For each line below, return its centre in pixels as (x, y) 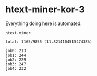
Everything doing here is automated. (43, 23)
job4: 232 (16, 68)
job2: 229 (16, 60)
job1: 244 (16, 55)
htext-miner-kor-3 (45, 9)
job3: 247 (16, 64)
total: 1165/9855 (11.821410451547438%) (49, 42)
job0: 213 (16, 50)
